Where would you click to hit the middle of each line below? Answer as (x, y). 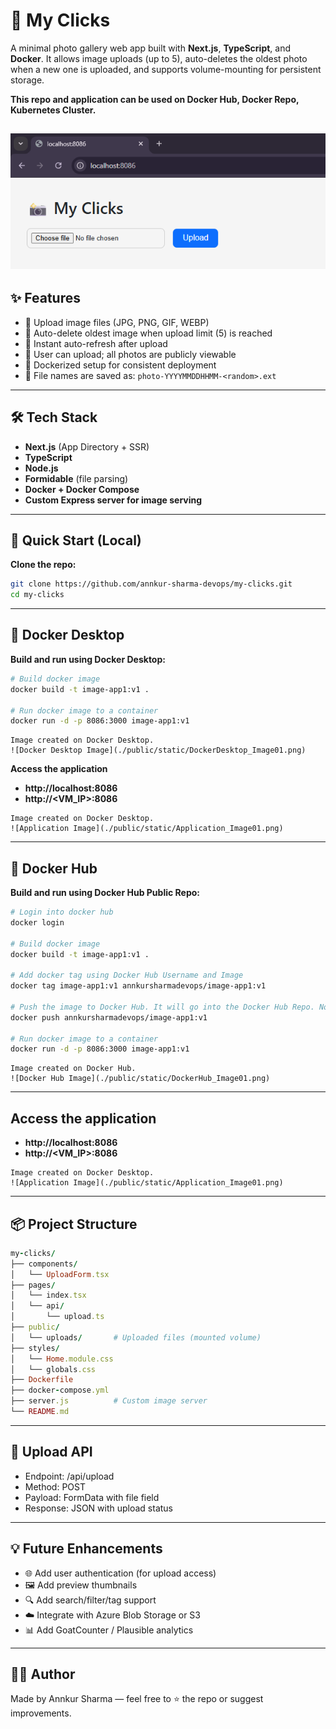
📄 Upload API (51, 1452)
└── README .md (40, 1412)
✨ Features (45, 298)
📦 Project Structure (74, 1224)
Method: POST (55, 1486)
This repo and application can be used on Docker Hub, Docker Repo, (155, 99)
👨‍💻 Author (43, 1674)
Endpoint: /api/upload (69, 1476)
